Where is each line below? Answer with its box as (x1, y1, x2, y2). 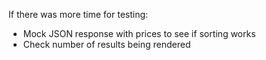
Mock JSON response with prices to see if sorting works (22, 28, 256, 39)
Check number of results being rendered (22, 39, 191, 50)
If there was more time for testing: (8, 9, 149, 20)
